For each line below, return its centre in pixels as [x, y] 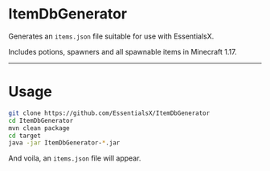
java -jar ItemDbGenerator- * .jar [64, 143]
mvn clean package [39, 128]
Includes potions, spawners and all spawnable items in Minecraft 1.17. [123, 51]
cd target [25, 136]
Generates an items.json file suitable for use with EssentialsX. [111, 36]
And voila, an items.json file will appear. [75, 158]
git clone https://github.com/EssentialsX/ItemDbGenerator [109, 113]
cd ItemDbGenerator [41, 120]
